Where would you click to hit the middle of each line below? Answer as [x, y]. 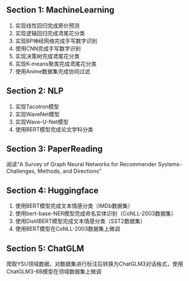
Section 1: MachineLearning [60, 10]
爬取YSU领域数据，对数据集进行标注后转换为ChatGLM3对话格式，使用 [95, 264]
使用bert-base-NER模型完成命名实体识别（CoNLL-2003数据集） [96, 214]
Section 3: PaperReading [55, 149]
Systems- [170, 164]
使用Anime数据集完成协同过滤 [52, 71]
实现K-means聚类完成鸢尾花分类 [56, 64]
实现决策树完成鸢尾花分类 [47, 56]
